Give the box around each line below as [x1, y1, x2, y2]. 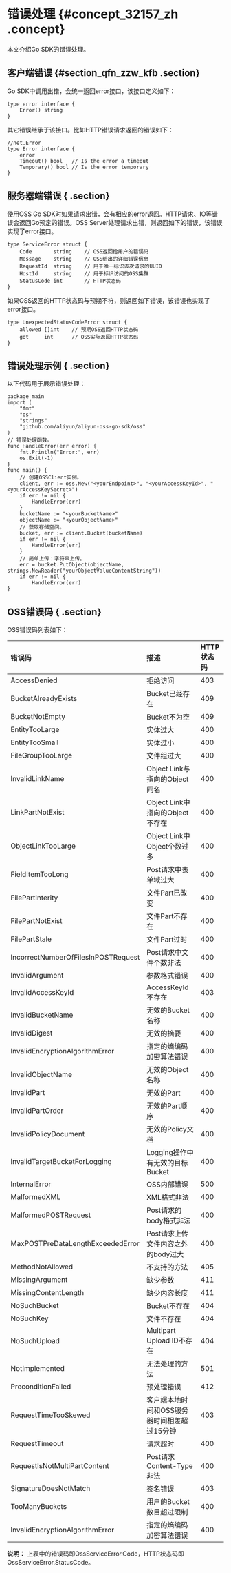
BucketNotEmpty [10, 712, 65, 722]
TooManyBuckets [10, 1502, 67, 1512]
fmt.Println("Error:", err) [19, 449, 100, 456]
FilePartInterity [10, 893, 58, 902]
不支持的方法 [146, 1263, 188, 1272]
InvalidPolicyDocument [10, 1129, 85, 1139]
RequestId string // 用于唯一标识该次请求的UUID [19, 263, 162, 270]
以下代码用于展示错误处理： [7, 379, 86, 388]
